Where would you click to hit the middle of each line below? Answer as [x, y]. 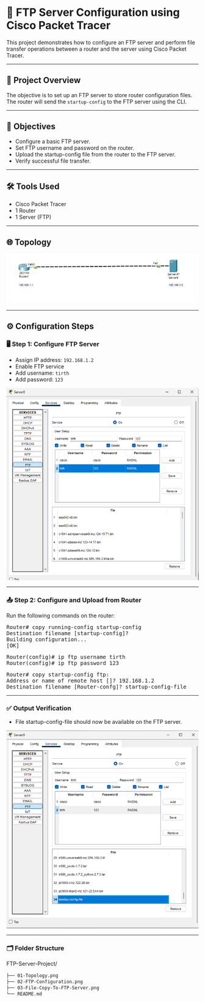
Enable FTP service [40, 366]
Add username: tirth [42, 373]
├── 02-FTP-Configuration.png [45, 982]
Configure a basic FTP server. [52, 141]
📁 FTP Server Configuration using [93, 13]
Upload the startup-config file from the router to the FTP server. [95, 154]
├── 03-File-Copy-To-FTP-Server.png [53, 988]
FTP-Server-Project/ [32, 964]
